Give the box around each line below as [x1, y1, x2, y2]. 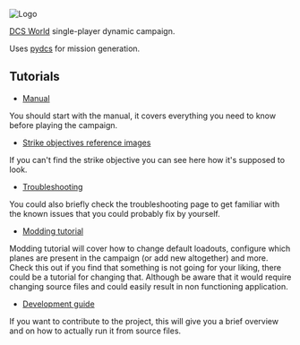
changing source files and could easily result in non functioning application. [9, 280, 288, 291]
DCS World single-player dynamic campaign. [9, 26, 176, 36]
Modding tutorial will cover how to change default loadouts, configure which [9, 243, 291, 254]
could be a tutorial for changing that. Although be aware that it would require [9, 272, 292, 282]
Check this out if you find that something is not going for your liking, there [9, 262, 282, 272]
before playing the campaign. [9, 119, 118, 130]
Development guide [21, 298, 96, 309]
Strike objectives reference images [21, 137, 151, 148]
